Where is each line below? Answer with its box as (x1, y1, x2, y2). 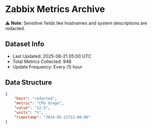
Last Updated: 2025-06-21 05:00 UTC (12, 53, 92, 59)
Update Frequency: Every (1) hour (12, 63, 83, 69)
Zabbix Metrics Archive (5, 3, 105, 15)
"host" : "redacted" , (14, 96, 57, 101)
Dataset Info (5, 40, 45, 48)
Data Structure (5, 78, 53, 87)
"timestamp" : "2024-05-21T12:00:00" (14, 114, 91, 119)
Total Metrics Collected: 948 (12, 58, 72, 64)
